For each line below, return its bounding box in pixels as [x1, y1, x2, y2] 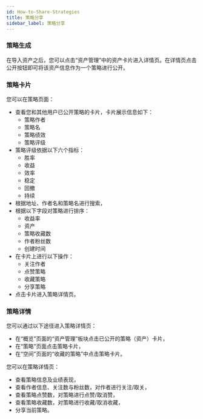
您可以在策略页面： [6, 95, 55, 103]
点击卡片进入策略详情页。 [15, 290, 79, 298]
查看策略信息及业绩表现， [15, 376, 79, 383]
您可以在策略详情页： [6, 363, 59, 370]
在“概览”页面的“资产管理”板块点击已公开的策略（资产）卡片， [15, 335, 168, 342]
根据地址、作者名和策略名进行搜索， [15, 199, 106, 206]
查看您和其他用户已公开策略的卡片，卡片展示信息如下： [15, 108, 153, 115]
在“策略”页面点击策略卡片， [15, 342, 84, 350]
